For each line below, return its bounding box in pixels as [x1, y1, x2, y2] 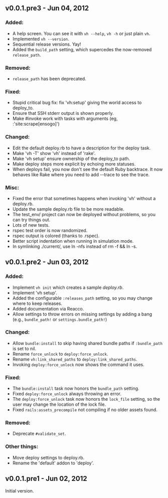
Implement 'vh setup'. [12, 289, 58, 295]
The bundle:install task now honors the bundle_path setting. [12, 386, 139, 392]
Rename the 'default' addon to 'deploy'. [12, 460, 94, 466]
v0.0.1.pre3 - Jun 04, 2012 [5, 4, 89, 13]
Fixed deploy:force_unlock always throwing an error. [12, 391, 122, 397]
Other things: [5, 443, 39, 450]
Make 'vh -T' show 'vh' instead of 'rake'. [12, 150, 96, 156]
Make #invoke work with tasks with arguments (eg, [12, 115, 118, 122]
